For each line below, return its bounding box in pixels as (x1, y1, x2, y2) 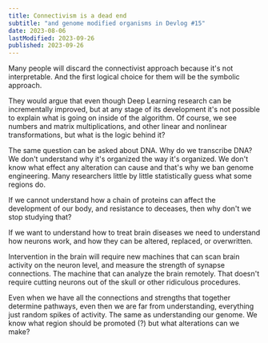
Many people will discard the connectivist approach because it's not (8, 63, 234, 73)
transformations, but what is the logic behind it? (8, 130, 166, 140)
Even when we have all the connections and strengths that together (8, 293, 230, 303)
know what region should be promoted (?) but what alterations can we (8, 318, 240, 329)
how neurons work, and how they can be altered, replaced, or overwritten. (8, 236, 254, 246)
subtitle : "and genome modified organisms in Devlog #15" (8, 19, 206, 27)
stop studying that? (8, 212, 72, 222)
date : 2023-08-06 (8, 26, 66, 34)
